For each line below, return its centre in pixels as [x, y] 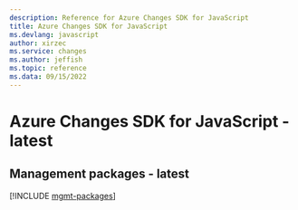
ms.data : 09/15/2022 [48, 77]
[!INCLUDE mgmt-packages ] [62, 196]
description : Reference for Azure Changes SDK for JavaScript [129, 18]
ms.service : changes [48, 52]
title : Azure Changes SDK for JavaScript [89, 26]
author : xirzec [38, 43]
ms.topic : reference [48, 69]
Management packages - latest [100, 174]
